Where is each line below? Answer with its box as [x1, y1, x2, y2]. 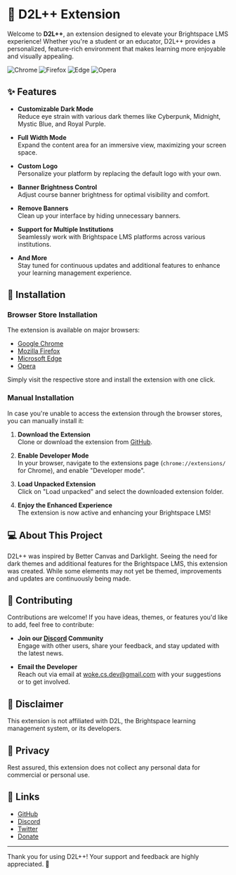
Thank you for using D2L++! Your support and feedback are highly [7, 852, 199, 860]
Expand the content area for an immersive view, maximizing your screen [17, 141, 227, 149]
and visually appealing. [7, 52, 74, 60]
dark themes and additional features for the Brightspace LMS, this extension [7, 559, 228, 568]
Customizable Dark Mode [17, 105, 93, 113]
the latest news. [17, 649, 64, 658]
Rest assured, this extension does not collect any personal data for [7, 763, 200, 772]
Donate [17, 832, 39, 841]
